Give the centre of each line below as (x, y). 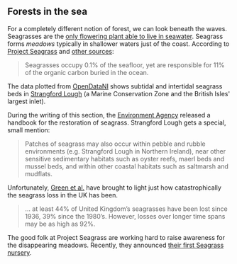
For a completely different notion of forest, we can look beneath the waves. (117, 28)
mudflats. (39, 173)
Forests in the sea (47, 12)
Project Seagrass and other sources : (61, 51)
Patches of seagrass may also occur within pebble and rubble (115, 144)
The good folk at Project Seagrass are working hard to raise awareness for (116, 237)
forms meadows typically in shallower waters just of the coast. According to (118, 44)
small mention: (29, 130)
